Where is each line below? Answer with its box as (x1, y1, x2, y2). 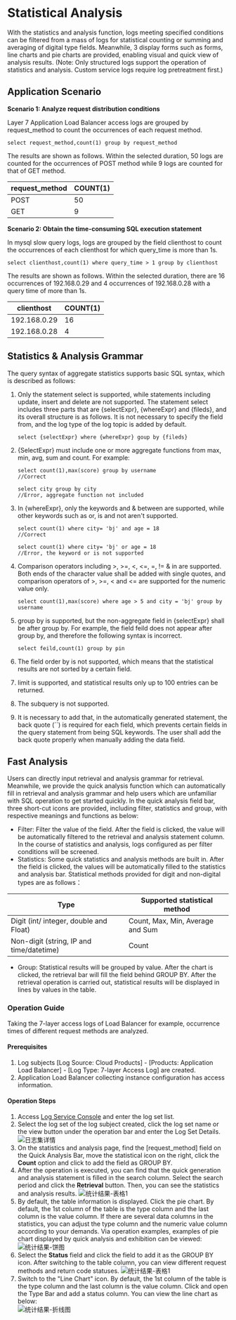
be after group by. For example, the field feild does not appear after (17, 623, 213, 632)
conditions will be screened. (17, 848, 100, 856)
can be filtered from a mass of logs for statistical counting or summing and (7, 35, 223, 44)
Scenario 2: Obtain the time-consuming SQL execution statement (7, 224, 202, 233)
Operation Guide (7, 1003, 65, 1013)
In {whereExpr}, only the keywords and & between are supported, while (17, 504, 225, 512)
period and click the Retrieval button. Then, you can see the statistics (17, 1181, 220, 1189)
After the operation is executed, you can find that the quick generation (17, 1166, 221, 1175)
